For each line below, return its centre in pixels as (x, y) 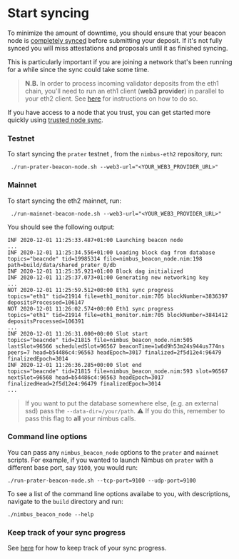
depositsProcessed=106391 (46, 321)
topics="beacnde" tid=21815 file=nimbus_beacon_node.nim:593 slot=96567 (118, 371)
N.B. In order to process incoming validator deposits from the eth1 (122, 83)
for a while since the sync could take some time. (78, 69)
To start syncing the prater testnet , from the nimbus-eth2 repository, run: (115, 154)
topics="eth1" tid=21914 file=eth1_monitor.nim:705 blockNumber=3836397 (118, 296)
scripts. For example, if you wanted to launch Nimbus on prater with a (111, 460)
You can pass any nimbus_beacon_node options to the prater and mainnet (113, 452)
